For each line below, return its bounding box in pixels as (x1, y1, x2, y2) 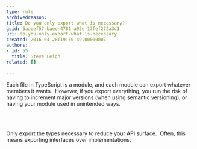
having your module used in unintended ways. (6, 100, 121, 107)
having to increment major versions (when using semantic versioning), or (6, 94, 188, 101)
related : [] (6, 59, 36, 65)
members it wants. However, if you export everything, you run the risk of (6, 87, 188, 94)
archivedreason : (6, 14, 47, 20)
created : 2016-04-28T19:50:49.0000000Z (6, 37, 107, 43)
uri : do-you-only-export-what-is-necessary (6, 31, 117, 37)
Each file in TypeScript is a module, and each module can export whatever (6, 81, 191, 88)
